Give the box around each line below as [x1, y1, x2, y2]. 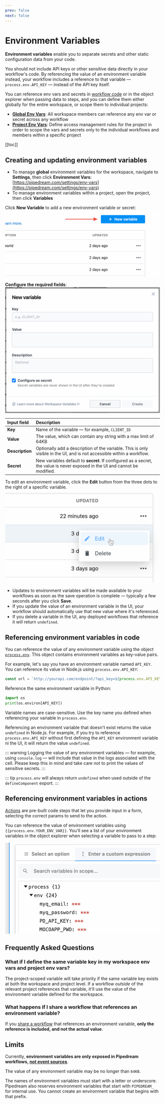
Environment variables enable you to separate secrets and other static [5, 51, 149, 57]
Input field [7, 419, 29, 425]
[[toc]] [5, 142, 18, 148]
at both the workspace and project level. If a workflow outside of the [5, 981, 143, 987]
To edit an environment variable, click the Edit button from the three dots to [5, 479, 158, 485]
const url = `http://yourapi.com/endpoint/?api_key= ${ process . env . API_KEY [5, 677, 162, 682]
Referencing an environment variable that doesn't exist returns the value [5, 724, 151, 730]
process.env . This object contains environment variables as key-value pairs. [5, 651, 159, 657]
